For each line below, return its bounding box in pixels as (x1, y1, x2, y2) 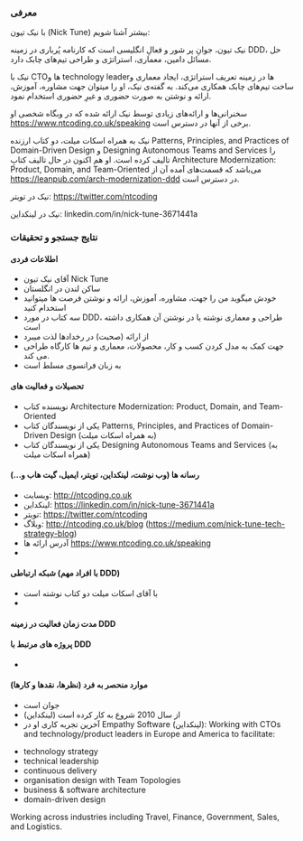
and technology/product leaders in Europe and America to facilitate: (23, 729, 276, 740)
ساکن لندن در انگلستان (23, 283, 101, 294)
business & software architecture (23, 784, 147, 796)
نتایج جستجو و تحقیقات (10, 231, 98, 244)
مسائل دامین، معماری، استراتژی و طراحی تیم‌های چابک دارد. (10, 54, 212, 65)
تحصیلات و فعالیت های (10, 381, 85, 392)
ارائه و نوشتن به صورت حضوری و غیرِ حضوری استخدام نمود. (10, 90, 212, 101)
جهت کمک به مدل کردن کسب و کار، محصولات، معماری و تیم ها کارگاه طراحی (23, 341, 285, 351)
